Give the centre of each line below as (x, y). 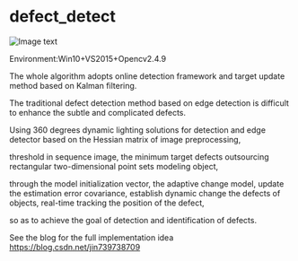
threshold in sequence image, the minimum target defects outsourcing (139, 157)
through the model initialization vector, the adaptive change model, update (147, 183)
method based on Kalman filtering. (73, 85)
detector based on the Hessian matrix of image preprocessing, (125, 139)
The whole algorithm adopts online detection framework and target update (147, 76)
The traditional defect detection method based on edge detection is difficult (149, 103)
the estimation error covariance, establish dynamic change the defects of (145, 193)
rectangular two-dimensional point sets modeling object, (114, 166)
